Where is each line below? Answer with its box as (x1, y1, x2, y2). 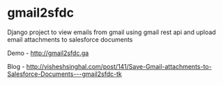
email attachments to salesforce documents (7, 35, 133, 43)
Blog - (7, 62, 25, 70)
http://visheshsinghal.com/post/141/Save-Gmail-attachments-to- (26, 62, 212, 70)
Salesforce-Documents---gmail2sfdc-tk (7, 70, 122, 78)
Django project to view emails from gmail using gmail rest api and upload (7, 28, 216, 36)
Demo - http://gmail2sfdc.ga (7, 49, 89, 57)
